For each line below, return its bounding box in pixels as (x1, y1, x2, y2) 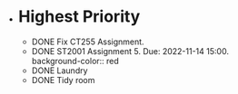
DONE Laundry (31, 65, 88, 76)
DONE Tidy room (31, 74, 95, 85)
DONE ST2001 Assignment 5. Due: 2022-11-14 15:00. (31, 45, 230, 56)
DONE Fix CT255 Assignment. (31, 36, 144, 47)
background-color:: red (31, 55, 120, 66)
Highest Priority (17, 6, 141, 27)
